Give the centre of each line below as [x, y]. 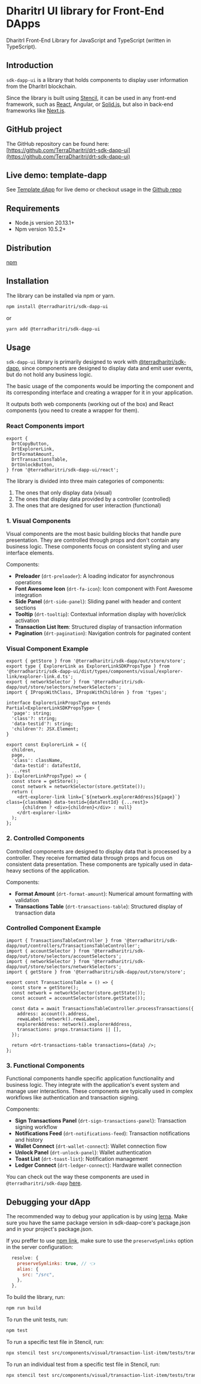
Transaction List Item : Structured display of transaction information [98, 627]
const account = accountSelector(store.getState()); [79, 998]
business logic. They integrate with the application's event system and [93, 1085]
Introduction [30, 65]
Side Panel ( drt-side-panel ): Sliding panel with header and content [98, 601]
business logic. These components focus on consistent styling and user [95, 546]
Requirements [33, 208]
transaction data [35, 913]
